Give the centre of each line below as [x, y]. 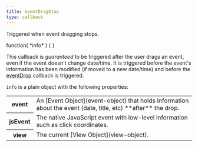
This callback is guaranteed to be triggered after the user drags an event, [95, 56]
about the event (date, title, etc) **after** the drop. [108, 108]
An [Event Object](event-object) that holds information [113, 101]
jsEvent [20, 121]
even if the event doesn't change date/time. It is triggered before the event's [99, 63]
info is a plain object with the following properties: [67, 86]
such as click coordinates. [72, 125]
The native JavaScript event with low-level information [112, 117]
